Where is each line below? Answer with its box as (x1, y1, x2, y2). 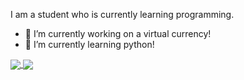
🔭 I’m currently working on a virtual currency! (24, 28, 212, 39)
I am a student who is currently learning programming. (10, 9, 235, 20)
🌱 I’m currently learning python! (24, 39, 155, 50)
